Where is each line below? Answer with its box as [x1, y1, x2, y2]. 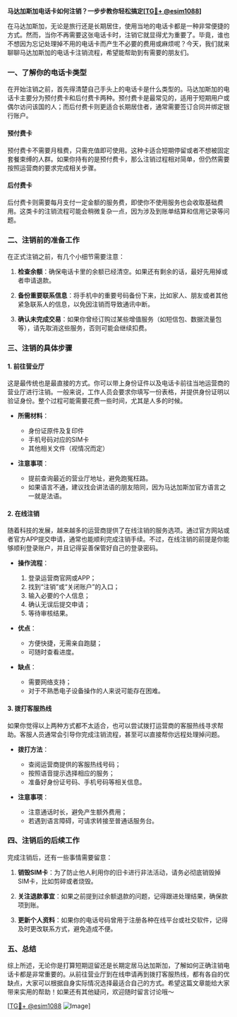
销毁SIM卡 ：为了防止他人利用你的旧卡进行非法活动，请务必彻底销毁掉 [17, 867, 221, 877]
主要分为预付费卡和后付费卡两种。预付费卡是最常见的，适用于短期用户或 [19, 94, 230, 102]
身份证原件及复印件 [28, 427, 85, 435]
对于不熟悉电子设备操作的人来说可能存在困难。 [28, 687, 164, 695]
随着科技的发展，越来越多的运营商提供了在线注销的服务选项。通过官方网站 [7, 526, 224, 535]
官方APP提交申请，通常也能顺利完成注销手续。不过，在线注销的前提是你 [13, 535, 224, 544]
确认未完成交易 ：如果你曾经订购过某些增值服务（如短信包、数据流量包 [17, 315, 222, 323]
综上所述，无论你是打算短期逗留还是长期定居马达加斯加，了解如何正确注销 [7, 961, 224, 970]
